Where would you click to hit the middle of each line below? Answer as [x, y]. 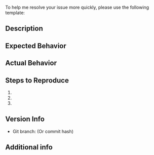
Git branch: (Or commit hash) [43, 131]
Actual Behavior [31, 63]
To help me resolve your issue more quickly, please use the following [77, 7]
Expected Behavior [36, 46]
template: [15, 13]
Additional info [29, 147]
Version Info [25, 119]
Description [24, 29]
